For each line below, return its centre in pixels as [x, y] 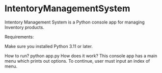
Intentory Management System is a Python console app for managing [75, 22]
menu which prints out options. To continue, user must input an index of [77, 61]
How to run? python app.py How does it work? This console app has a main [81, 56]
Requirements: [19, 37]
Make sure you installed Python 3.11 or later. [49, 46]
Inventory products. [25, 27]
